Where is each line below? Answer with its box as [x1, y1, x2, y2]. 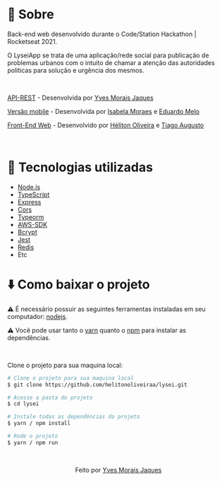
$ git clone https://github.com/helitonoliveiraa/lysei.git [7, 381, 188, 388]
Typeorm [17, 212, 44, 221]
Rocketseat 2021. [7, 37, 58, 45]
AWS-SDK [17, 220, 48, 228]
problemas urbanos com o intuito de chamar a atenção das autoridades [7, 58, 215, 66]
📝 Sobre [7, 6, 54, 23]
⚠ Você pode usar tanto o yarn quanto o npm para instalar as [7, 325, 187, 335]
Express [17, 197, 42, 206]
